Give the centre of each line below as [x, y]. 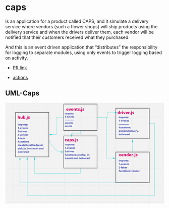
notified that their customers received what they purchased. [68, 37]
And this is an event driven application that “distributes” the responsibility [81, 47]
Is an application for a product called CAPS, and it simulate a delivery [77, 21]
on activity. [17, 58]
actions [20, 77]
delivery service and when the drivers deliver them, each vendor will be [80, 32]
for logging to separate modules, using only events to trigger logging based [84, 53]
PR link [20, 68]
